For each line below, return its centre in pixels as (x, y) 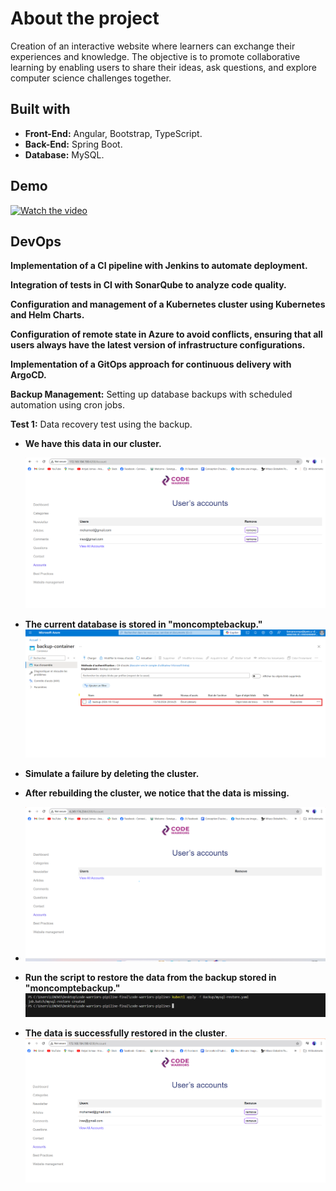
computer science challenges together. (91, 78)
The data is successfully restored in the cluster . (126, 1033)
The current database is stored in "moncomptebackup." (143, 624)
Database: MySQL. (64, 154)
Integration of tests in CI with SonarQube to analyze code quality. (148, 285)
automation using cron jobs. (67, 405)
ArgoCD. (28, 375)
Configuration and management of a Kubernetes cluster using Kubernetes (168, 304)
